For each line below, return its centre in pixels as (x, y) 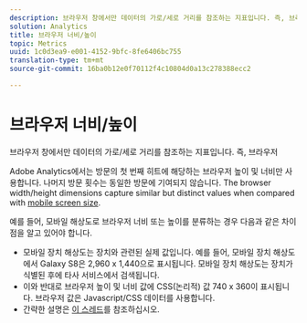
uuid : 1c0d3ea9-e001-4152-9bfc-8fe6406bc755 (95, 52)
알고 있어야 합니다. (59, 233)
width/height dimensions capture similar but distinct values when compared (152, 193)
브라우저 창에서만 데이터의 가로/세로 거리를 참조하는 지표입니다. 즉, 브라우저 (144, 151)
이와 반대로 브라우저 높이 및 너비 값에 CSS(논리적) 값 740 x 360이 (140, 286)
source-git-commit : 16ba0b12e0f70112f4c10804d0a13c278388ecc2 (130, 69)
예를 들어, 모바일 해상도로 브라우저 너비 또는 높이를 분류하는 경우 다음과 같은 (145, 221)
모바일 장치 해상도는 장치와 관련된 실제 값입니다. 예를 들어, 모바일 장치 (147, 252)
